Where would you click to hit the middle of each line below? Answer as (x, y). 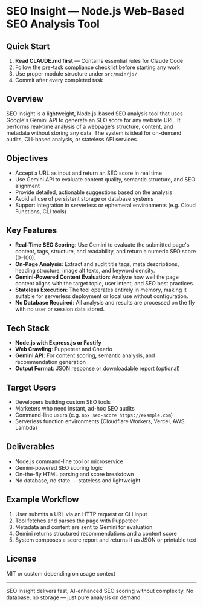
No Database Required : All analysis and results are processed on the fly (105, 303)
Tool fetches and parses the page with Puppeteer (76, 521)
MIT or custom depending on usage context (61, 573)
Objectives (27, 158)
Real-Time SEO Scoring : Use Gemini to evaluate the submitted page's (102, 245)
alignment (27, 186)
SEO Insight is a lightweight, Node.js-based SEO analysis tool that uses (95, 114)
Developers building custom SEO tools (63, 402)
